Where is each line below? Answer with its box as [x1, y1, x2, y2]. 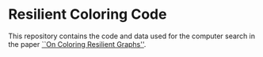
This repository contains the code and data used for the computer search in [8, 31, 256, 41]
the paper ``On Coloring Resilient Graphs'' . [8, 39, 147, 48]
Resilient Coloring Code [8, 5, 167, 23]
